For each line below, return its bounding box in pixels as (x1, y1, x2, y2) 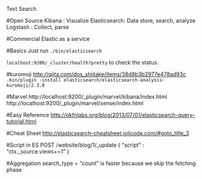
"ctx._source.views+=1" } (6, 148, 70, 155)
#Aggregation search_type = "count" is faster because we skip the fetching (6, 160, 197, 167)
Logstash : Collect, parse (6, 24, 69, 30)
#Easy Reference (6, 111, 49, 118)
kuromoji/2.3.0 (6, 82, 45, 88)
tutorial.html (6, 118, 37, 125)
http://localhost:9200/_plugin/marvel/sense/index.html (6, 100, 143, 107)
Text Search (6, 5, 37, 12)
